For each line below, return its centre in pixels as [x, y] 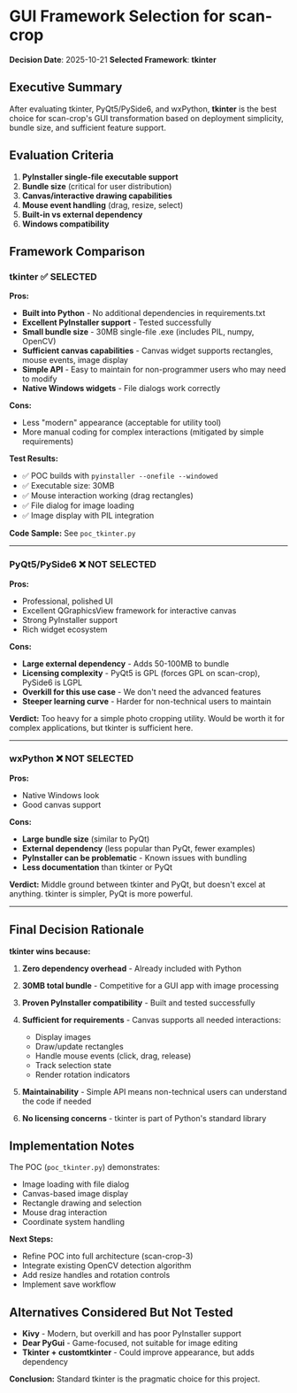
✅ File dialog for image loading [78, 505]
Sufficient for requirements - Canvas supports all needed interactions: [151, 1020]
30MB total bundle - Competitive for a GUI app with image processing [150, 985]
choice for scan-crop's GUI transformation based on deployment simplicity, [147, 118]
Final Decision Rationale [76, 930]
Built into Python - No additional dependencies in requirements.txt [144, 313]
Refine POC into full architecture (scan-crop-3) [107, 1256]
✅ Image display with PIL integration [88, 516]
